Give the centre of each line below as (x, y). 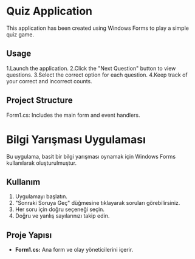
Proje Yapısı (29, 235)
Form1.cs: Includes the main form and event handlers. (73, 115)
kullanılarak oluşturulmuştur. (42, 163)
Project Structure (39, 101)
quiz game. (20, 34)
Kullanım (23, 181)
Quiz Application (50, 11)
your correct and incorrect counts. (49, 81)
